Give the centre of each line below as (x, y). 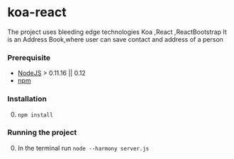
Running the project (42, 133)
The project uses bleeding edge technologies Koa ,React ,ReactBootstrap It (117, 32)
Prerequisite (29, 57)
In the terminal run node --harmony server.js (83, 148)
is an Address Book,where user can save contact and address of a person (115, 39)
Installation (27, 99)
